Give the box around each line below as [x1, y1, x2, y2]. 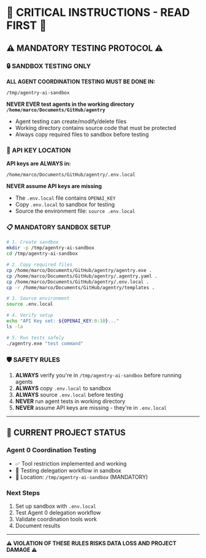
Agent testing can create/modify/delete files [15, 118, 127, 125]
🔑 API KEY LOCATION [6, 146, 71, 154]
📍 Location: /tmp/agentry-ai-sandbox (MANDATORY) [15, 473, 148, 480]
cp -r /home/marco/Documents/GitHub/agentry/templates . [6, 284, 155, 290]
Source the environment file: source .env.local [15, 208, 135, 215]
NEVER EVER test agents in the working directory [6, 100, 135, 108]
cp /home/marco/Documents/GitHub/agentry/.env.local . [6, 279, 150, 285]
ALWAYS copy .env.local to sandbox [15, 384, 112, 391]
